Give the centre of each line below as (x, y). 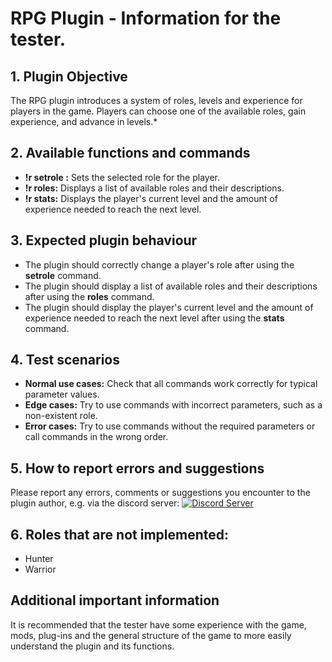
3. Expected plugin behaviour (104, 240)
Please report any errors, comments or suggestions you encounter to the (160, 493)
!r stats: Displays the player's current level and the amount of (151, 198)
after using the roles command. (89, 296)
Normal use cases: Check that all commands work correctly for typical (171, 384)
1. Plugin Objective (69, 76)
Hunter (39, 559)
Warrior (40, 569)
